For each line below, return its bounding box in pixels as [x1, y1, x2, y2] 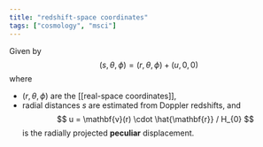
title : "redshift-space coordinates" [9, 12, 149, 22]
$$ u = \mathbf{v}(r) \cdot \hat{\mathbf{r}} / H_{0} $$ [56, 113, 254, 124]
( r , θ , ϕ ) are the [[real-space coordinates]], [21, 90, 177, 101]
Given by [9, 45, 42, 56]
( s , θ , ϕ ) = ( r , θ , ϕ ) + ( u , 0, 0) [98, 59, 199, 70]
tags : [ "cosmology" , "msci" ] [9, 21, 117, 30]
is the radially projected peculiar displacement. [21, 128, 195, 138]
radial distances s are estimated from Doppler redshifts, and [21, 99, 242, 111]
